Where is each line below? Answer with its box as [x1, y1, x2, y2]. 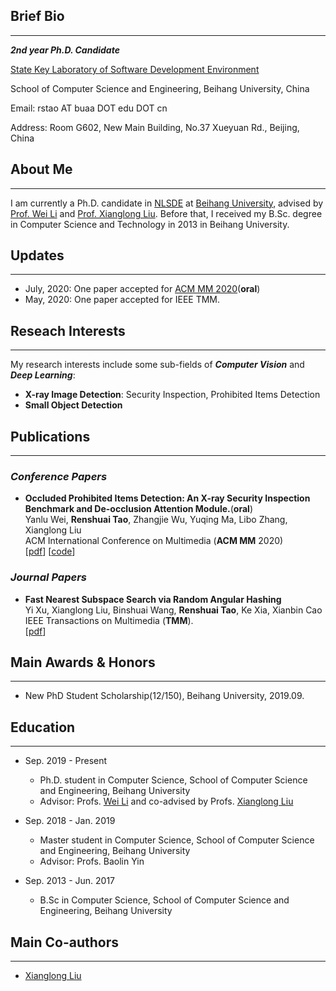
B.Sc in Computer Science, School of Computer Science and [39, 894, 290, 906]
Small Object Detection [24, 399, 123, 411]
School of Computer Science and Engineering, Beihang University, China [10, 82, 310, 94]
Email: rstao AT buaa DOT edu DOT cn [10, 102, 168, 114]
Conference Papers [10, 469, 108, 483]
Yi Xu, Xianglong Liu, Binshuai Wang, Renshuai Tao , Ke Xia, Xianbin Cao [24, 604, 323, 616]
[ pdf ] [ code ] [24, 545, 76, 558]
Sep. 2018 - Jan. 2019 [24, 815, 116, 827]
